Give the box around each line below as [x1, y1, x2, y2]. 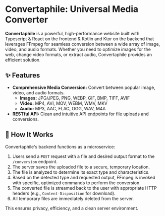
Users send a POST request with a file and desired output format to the [12, 153, 155, 159]
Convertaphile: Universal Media [5, 3, 139, 15]
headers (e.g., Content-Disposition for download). [12, 190, 115, 196]
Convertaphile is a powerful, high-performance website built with [5, 30, 140, 36]
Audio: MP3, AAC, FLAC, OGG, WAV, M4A [19, 105, 106, 111]
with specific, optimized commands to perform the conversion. [12, 180, 141, 186]
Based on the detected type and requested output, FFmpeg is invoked [12, 174, 156, 180]
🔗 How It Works [5, 131, 54, 139]
